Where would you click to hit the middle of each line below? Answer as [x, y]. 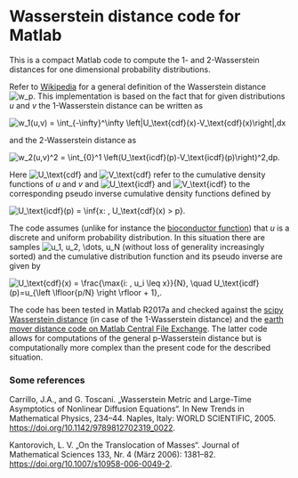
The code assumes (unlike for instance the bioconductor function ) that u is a [149, 228]
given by [25, 265]
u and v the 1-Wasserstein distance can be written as [106, 105]
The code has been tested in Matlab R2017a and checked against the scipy [146, 310]
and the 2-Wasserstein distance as [73, 140]
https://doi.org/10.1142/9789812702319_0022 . [93, 428]
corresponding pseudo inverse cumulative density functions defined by [140, 193]
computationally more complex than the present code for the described [140, 347]
